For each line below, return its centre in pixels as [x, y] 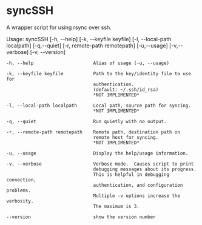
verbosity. [20, 201]
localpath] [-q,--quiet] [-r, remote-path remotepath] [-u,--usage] [87, 45]
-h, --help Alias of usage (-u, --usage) [88, 63]
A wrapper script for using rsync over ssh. [59, 27]
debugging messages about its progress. [145, 169]
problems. [19, 190]
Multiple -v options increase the [137, 196]
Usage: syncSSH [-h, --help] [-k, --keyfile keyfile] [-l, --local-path [89, 39]
